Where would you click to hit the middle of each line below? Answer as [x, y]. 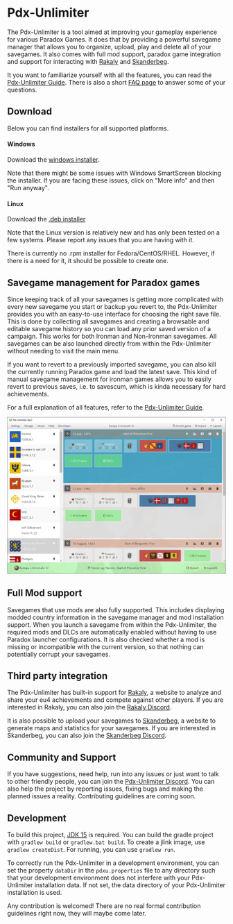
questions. [22, 90]
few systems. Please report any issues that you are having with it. [101, 240]
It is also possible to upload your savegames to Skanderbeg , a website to [112, 721]
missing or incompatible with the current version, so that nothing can [105, 646]
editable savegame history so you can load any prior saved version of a [109, 328]
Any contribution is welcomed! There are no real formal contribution [104, 906]
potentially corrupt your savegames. [59, 654]
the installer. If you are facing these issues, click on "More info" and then [111, 180]
